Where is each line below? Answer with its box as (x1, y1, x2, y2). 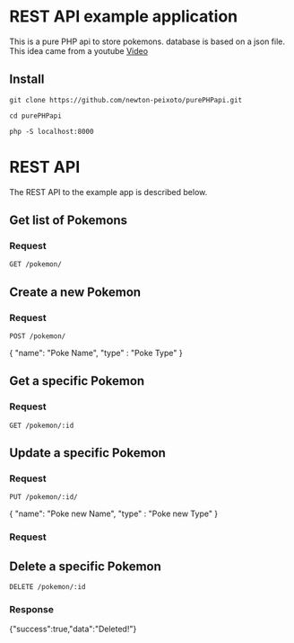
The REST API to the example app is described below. (9, 186, 208, 197)
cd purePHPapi (9, 111, 63, 121)
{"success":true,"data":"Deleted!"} (9, 623, 137, 635)
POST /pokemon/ (9, 332, 66, 341)
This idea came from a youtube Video (9, 45, 149, 56)
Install (9, 72, 45, 87)
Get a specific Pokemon (9, 373, 145, 388)
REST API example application (9, 6, 238, 27)
